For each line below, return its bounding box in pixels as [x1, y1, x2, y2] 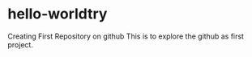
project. [7, 39, 34, 49]
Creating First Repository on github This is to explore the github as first [7, 31, 245, 41]
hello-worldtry [7, 5, 108, 23]
